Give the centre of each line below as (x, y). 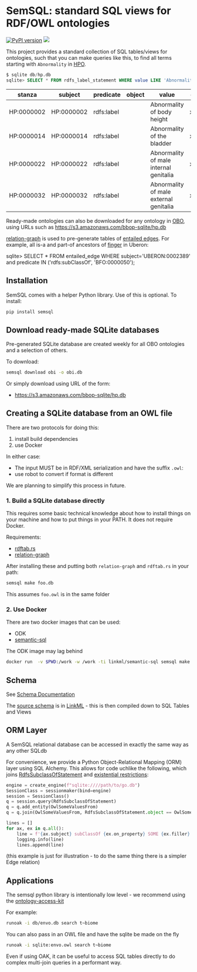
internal (161, 167)
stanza (27, 94)
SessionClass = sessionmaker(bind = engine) (59, 791)
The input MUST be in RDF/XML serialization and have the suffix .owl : (99, 468)
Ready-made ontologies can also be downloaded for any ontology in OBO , (96, 220)
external (162, 199)
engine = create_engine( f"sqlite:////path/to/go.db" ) (73, 785)
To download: (23, 362)
